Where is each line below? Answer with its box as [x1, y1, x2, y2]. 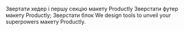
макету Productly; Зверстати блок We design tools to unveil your [5, 12, 171, 19]
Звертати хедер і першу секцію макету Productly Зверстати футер [5, 5, 179, 12]
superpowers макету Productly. [5, 18, 86, 25]
